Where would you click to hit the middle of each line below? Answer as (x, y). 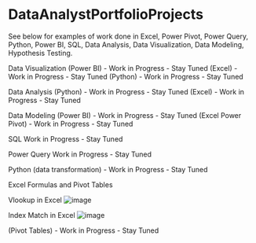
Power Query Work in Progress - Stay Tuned (80, 154)
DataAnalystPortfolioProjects (106, 15)
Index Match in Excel (42, 215)
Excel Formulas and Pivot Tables (60, 184)
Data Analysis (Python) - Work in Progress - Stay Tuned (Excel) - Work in (126, 91)
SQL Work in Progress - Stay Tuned (66, 138)
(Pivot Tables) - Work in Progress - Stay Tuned (84, 230)
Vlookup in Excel (35, 200)
